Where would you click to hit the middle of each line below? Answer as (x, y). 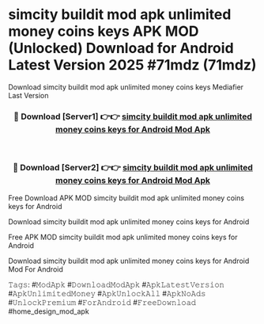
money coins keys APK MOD (104, 31)
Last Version (28, 95)
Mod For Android (36, 269)
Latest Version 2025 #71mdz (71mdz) (132, 65)
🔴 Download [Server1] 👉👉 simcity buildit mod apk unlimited (133, 116)
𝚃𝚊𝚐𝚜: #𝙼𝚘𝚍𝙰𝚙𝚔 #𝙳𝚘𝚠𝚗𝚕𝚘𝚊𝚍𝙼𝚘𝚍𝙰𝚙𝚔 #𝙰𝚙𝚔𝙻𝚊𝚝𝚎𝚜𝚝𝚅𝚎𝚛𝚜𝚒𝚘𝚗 (117, 284)
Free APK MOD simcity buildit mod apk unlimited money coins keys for (123, 237)
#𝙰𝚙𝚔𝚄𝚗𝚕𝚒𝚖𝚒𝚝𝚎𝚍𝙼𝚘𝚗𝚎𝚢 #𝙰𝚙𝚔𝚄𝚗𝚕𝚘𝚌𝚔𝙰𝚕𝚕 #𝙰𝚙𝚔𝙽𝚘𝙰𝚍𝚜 (107, 293)
